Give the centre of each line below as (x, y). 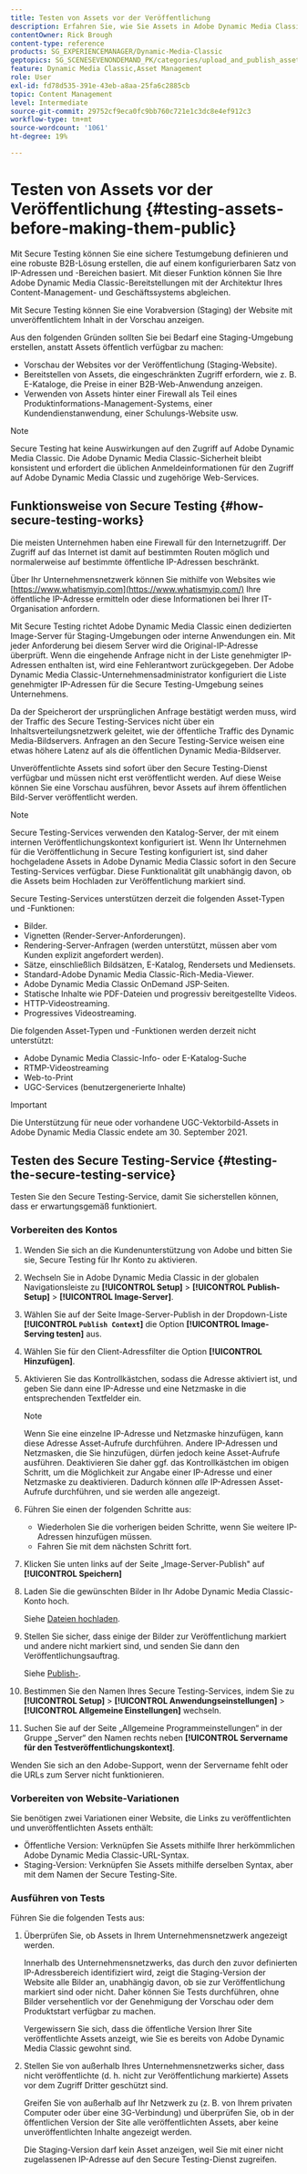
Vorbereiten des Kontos (64, 1230)
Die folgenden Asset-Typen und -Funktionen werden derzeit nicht (133, 1030)
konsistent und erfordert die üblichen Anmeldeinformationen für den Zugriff (152, 468)
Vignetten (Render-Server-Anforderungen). (104, 935)
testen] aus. (79, 1334)
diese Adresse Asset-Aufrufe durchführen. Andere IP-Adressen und (151, 1443)
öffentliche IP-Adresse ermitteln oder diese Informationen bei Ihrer (135, 599)
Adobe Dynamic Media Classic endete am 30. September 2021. (129, 1132)
